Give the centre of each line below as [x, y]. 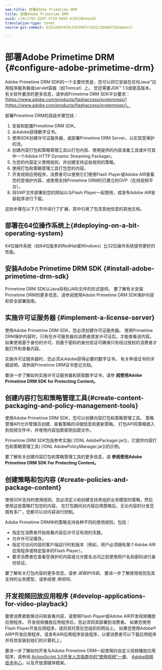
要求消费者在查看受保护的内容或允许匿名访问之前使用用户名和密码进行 [82, 557]
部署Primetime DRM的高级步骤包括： [42, 116]
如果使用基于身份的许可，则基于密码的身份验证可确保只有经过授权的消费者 [79, 342]
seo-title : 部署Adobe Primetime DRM [41, 9]
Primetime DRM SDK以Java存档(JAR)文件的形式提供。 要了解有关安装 [74, 288]
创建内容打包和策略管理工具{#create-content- [74, 398]
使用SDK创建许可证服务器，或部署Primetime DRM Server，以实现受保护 [83, 138]
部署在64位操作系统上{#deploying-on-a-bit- [72, 226]
